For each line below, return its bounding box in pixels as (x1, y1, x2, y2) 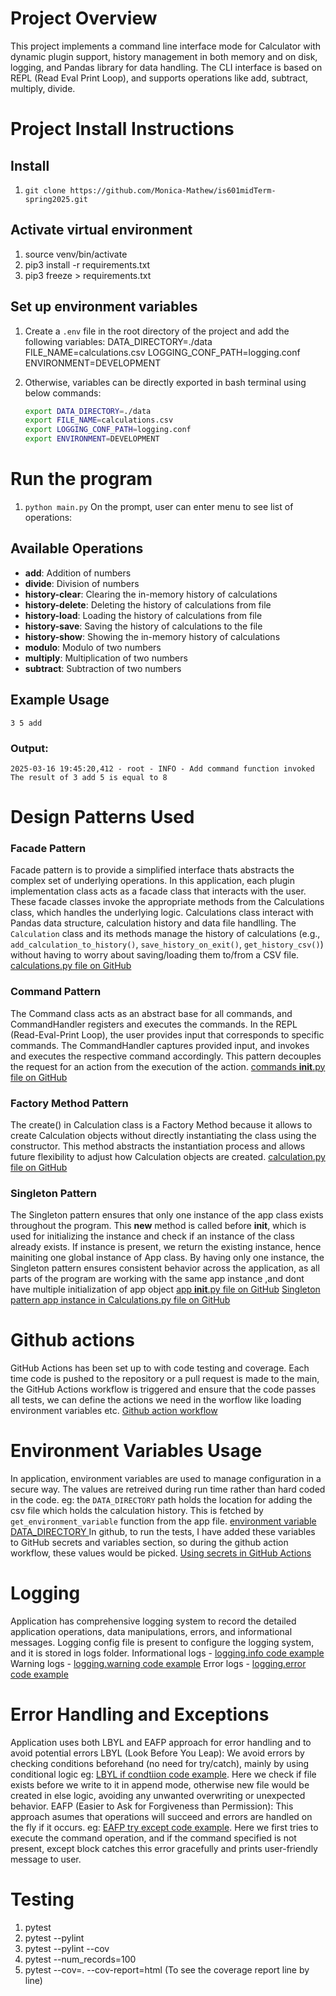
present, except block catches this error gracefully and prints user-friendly (10, 1843, 318, 1855)
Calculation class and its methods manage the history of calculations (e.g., (10, 928, 321, 940)
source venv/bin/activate (24, 248, 128, 260)
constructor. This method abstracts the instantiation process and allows (10, 1140, 306, 1152)
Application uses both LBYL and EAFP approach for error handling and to (10, 1737, 312, 1749)
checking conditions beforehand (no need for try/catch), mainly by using (10, 1758, 310, 1770)
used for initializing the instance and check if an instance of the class (10, 1230, 295, 1242)
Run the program (10, 468, 153, 491)
